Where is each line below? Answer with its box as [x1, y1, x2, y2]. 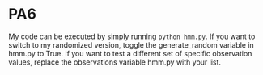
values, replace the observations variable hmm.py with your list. [8, 57, 221, 67]
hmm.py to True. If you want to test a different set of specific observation [8, 48, 252, 58]
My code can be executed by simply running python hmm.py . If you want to [8, 31, 256, 41]
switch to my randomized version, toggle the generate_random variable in [8, 40, 255, 49]
